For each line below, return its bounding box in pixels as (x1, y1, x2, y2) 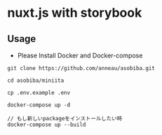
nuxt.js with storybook (7, 5, 142, 21)
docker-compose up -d (7, 101, 71, 108)
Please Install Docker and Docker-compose (17, 51, 143, 59)
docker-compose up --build (7, 121, 86, 128)
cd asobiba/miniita (7, 77, 65, 84)
